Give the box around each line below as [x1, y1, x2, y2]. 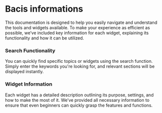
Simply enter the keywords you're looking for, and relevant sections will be [5, 63, 155, 69]
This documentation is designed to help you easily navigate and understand [5, 19, 158, 25]
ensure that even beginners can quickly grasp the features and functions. [5, 102, 153, 108]
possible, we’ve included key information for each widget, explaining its [5, 30, 149, 36]
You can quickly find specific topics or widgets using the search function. [5, 58, 153, 64]
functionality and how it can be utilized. [5, 35, 84, 41]
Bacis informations [5, 3, 83, 15]
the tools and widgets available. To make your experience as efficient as [5, 24, 150, 30]
